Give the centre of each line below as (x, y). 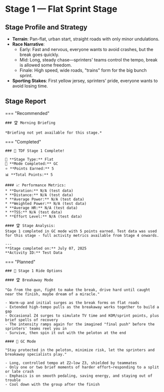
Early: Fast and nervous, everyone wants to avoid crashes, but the (86, 49)
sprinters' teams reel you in (36, 328)
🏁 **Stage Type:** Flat (29, 159)
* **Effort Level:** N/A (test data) (44, 216)
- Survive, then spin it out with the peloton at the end (66, 333)
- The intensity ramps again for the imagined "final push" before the (80, 324)
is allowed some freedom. (46, 65)
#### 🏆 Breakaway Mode (29, 280)
